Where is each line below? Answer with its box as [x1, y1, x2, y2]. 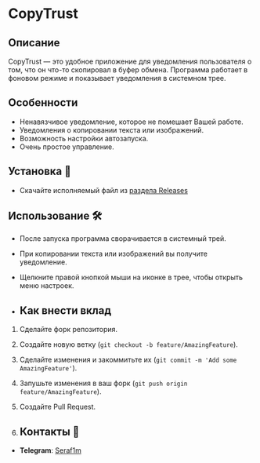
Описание [8, 36, 60, 49]
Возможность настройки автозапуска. [19, 133, 149, 143]
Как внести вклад [19, 304, 112, 317]
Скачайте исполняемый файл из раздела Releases [19, 185, 188, 195]
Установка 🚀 [8, 165, 72, 178]
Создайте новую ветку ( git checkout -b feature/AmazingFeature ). [19, 340, 239, 349]
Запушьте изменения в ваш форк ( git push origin [19, 378, 188, 388]
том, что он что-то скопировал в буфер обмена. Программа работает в [8, 65, 248, 75]
